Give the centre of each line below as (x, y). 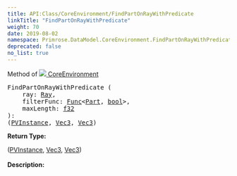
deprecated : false (34, 46)
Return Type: (27, 136)
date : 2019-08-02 (33, 33)
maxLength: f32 (48, 108)
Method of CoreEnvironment (53, 74)
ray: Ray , (39, 94)
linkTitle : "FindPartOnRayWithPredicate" (69, 20)
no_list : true (28, 54)
